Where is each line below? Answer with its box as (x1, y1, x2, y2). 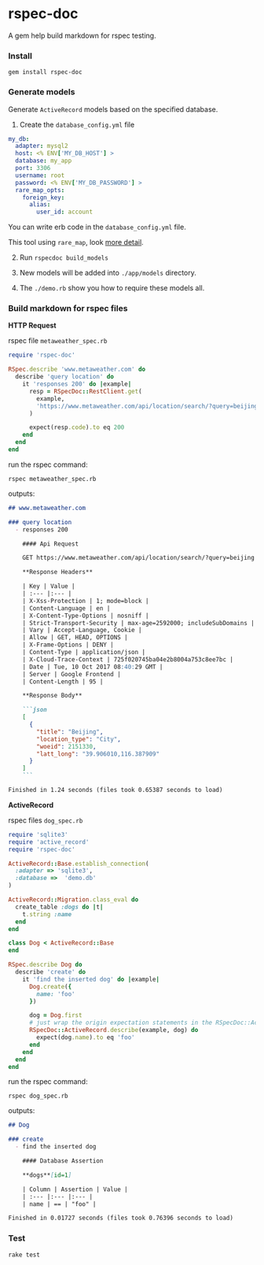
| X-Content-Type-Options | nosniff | (22, 612, 149, 620)
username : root (15, 171, 65, 179)
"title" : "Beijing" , (36, 727, 104, 736)
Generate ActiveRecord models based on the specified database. (8, 104, 218, 114)
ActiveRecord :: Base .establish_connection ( (8, 860, 149, 867)
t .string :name (22, 910, 72, 918)
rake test (8, 1251, 41, 1259)
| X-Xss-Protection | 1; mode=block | (22, 597, 149, 605)
